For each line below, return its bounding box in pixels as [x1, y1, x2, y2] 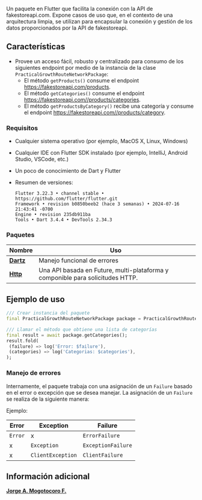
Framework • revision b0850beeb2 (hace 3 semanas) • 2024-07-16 [14, 201, 180, 207]
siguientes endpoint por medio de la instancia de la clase [14, 64, 156, 71]
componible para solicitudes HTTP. [38, 274, 138, 282]
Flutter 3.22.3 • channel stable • [14, 191, 105, 197]
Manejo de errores [6, 369, 61, 377]
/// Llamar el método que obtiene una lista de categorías [6, 326, 158, 333]
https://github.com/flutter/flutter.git [14, 196, 118, 202]
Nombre [9, 246, 33, 255]
